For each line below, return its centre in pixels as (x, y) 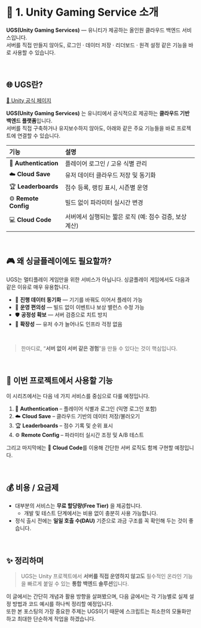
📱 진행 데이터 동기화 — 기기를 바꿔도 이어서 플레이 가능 (79, 300)
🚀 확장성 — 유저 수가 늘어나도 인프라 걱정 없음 (68, 324)
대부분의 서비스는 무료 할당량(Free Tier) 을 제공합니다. (78, 506)
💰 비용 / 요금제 (32, 487)
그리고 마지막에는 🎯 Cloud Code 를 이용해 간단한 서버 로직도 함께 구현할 (90, 448)
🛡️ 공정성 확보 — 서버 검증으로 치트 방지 (61, 315)
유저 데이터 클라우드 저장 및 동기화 (110, 176)
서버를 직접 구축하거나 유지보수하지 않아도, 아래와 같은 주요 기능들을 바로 (91, 128)
